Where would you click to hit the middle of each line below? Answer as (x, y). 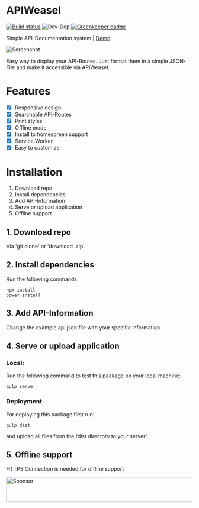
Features (28, 91)
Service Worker (34, 141)
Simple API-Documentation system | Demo (58, 38)
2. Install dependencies (50, 265)
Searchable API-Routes (43, 114)
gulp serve (20, 387)
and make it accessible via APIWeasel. (63, 67)
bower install (24, 295)
